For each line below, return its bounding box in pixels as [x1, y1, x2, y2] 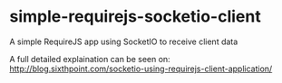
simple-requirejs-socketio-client [9, 6, 261, 27]
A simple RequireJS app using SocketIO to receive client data [9, 36, 238, 47]
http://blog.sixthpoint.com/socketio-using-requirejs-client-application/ [9, 63, 273, 74]
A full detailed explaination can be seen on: [9, 53, 170, 64]
